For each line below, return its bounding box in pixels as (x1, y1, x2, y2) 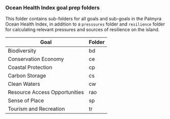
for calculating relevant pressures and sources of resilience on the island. (5, 27, 160, 33)
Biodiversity (8, 47, 37, 55)
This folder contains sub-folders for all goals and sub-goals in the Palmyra (5, 16, 162, 22)
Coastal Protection (8, 64, 53, 71)
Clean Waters (8, 81, 40, 88)
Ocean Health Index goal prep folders (5, 4, 100, 11)
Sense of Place (8, 97, 44, 104)
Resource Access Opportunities (8, 89, 84, 96)
